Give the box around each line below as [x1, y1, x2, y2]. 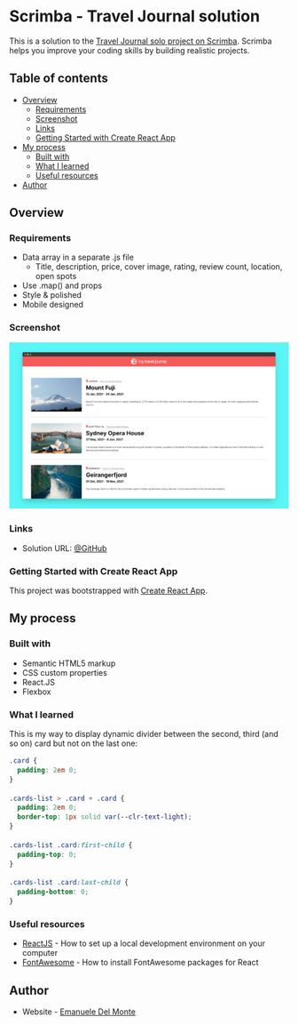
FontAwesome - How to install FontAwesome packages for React [21, 957, 259, 968]
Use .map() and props [21, 280, 103, 291]
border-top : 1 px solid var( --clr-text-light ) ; [17, 813, 192, 821]
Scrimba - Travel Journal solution [9, 6, 260, 27]
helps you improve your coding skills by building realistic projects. [9, 44, 250, 55]
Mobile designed [21, 300, 84, 310]
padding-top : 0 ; [17, 850, 77, 859]
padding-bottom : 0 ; [17, 887, 90, 897]
